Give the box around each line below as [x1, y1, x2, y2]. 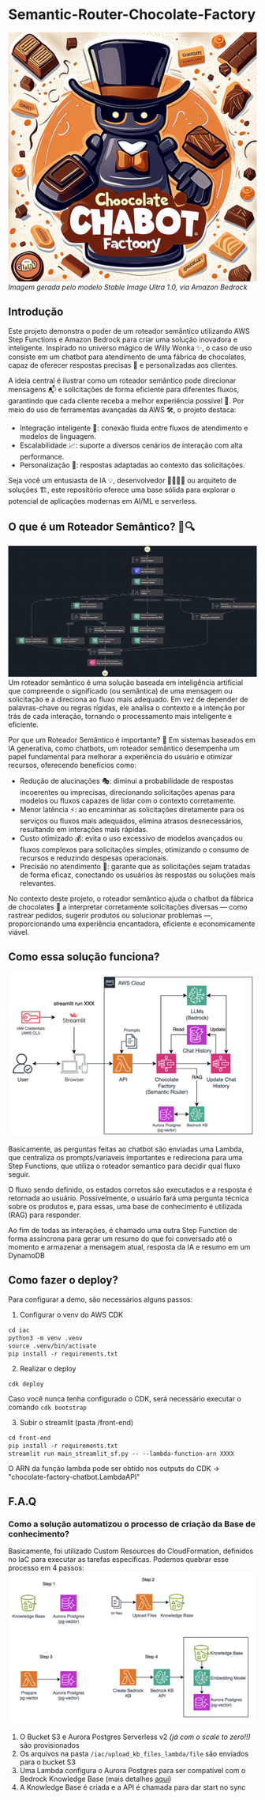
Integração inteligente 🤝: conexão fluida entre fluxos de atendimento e [19, 423, 248, 433]
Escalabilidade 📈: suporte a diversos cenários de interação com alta [19, 441, 243, 450]
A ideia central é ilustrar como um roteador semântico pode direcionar [8, 376, 237, 385]
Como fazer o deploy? [8, 1273, 118, 1287]
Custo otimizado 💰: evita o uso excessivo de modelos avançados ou [19, 833, 243, 843]
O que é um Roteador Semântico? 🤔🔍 [8, 520, 196, 534]
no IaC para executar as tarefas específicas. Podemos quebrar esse [8, 1555, 230, 1564]
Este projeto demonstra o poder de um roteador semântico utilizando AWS [8, 326, 250, 335]
